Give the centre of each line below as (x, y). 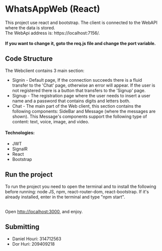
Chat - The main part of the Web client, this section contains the (77, 106)
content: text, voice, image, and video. (51, 121)
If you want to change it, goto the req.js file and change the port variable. (81, 43)
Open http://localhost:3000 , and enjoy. (44, 211)
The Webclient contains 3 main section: (45, 70)
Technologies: (20, 133)
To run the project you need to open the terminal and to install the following (81, 186)
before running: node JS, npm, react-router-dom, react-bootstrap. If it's (77, 191)
